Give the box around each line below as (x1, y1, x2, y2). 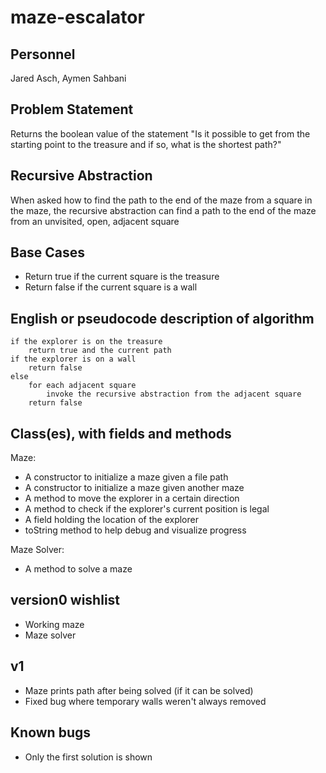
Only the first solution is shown (24, 751, 153, 763)
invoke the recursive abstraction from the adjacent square (46, 389, 302, 400)
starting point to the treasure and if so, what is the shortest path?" (10, 138, 282, 150)
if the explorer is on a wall (10, 354, 137, 365)
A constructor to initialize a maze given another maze (24, 482, 245, 494)
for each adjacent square (28, 381, 137, 391)
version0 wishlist (10, 592, 121, 609)
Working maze (24, 618, 85, 630)
